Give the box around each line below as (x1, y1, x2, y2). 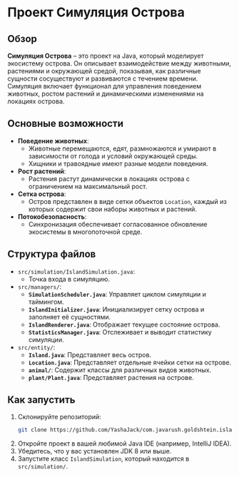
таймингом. (28, 297, 64, 306)
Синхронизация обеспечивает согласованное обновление (28, 220, 208, 228)
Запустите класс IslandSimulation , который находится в (17, 454, 190, 463)
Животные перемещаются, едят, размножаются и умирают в (28, 144, 217, 153)
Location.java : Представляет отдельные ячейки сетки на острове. (28, 358, 232, 366)
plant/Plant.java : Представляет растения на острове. (28, 373, 194, 381)
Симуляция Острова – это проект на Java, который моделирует (7, 51, 205, 60)
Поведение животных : (17, 136, 89, 145)
